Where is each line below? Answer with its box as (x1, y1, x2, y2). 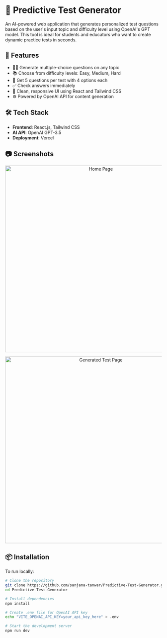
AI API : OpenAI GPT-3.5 (12, 129, 62, 135)
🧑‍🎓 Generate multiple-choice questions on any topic (12, 64, 120, 70)
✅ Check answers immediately (12, 82, 76, 89)
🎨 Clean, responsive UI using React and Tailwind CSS (12, 88, 122, 94)
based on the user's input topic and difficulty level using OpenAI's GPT (5, 26, 151, 32)
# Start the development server (5, 624, 72, 629)
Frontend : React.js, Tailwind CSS (12, 124, 81, 130)
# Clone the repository (5, 578, 55, 583)
